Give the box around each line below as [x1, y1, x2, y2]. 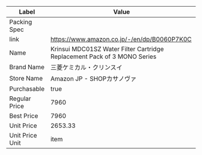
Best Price [9, 112, 38, 120]
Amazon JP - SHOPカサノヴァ [50, 74, 137, 83]
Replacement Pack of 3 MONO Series [50, 52, 157, 61]
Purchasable [9, 85, 45, 93]
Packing [9, 18, 32, 26]
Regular [9, 94, 31, 103]
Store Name [9, 74, 43, 82]
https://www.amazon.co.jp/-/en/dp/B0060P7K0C [50, 35, 192, 43]
